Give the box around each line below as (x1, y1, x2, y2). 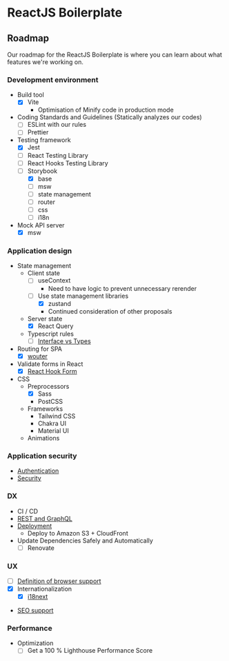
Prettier (27, 128, 49, 136)
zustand (48, 299, 71, 307)
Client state (27, 269, 61, 277)
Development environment (7, 74, 99, 84)
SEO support (17, 607, 54, 615)
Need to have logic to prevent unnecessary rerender (48, 284, 197, 292)
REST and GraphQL (17, 514, 72, 522)
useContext (37, 276, 71, 285)
